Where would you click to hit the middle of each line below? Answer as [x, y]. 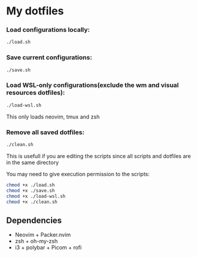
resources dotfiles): [35, 93]
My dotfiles [35, 11]
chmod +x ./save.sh [31, 191]
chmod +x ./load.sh [31, 185]
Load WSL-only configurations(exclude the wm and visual [92, 85]
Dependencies [34, 220]
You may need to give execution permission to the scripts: [78, 174]
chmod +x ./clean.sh [32, 202]
